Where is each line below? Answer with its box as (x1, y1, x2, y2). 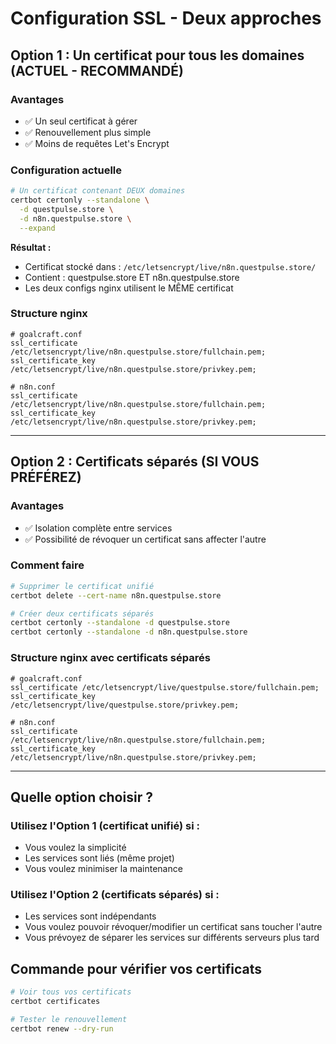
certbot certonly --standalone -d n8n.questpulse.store (10, 627, 248, 637)
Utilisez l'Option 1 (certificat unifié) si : (10, 818, 200, 832)
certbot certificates (10, 997, 101, 1007)
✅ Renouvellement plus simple (24, 126, 152, 138)
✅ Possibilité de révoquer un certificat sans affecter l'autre (24, 533, 267, 545)
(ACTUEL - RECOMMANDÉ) (10, 62, 184, 79)
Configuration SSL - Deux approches (10, 7, 322, 30)
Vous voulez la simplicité (24, 842, 127, 854)
